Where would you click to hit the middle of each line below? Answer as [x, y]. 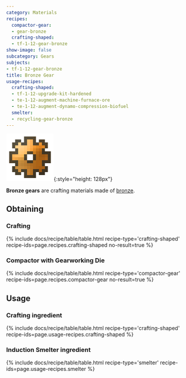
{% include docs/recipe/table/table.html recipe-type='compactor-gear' [93, 274]
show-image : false [29, 50]
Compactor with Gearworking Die [56, 261]
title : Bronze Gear [30, 75]
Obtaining [25, 209]
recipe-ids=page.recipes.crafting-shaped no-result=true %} [80, 245]
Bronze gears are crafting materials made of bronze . [71, 190]
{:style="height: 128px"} [83, 179]
